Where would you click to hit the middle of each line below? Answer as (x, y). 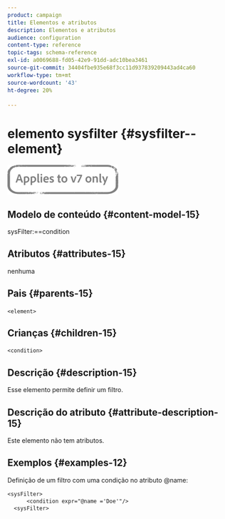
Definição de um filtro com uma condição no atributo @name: (98, 480)
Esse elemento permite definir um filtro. (65, 390)
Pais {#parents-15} (50, 293)
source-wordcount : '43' (43, 83)
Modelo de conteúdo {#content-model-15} (104, 214)
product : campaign (35, 15)
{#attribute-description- (163, 412)
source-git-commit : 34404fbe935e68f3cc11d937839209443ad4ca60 (101, 68)
